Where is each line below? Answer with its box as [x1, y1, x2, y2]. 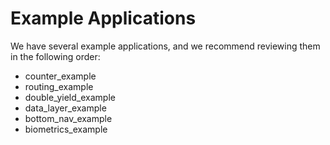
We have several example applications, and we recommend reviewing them [10, 40, 321, 52]
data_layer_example [24, 102, 107, 114]
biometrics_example [24, 123, 108, 135]
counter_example [24, 70, 97, 82]
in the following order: [10, 50, 101, 62]
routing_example [24, 80, 94, 92]
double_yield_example [24, 91, 116, 103]
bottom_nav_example [24, 112, 113, 124]
